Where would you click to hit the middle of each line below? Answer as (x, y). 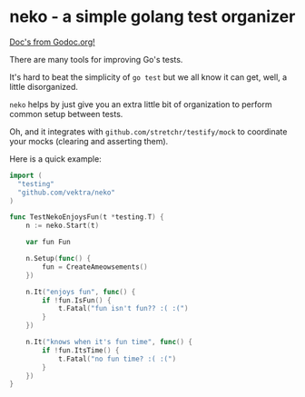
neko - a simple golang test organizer (152, 17)
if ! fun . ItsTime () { (81, 350)
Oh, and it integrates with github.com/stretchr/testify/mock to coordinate (148, 131)
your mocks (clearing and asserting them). (89, 141)
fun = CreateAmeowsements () (95, 267)
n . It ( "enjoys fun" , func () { (81, 292)
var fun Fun (48, 243)
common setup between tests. (66, 114)
